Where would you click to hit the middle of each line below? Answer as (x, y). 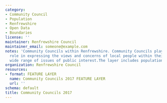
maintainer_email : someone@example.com (46, 47)
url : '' (18, 83)
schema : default (22, 88)
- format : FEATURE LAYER (31, 74)
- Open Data (17, 28)
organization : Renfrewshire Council (43, 65)
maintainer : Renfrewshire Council (41, 42)
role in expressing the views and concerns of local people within (81, 56)
